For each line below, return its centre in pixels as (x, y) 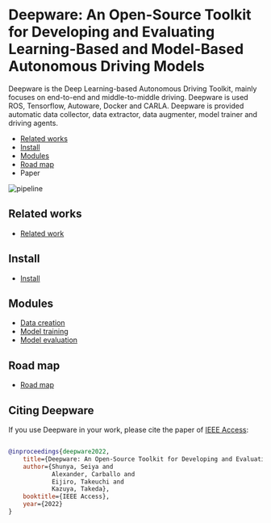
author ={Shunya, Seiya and (68, 467)
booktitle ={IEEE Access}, (67, 497)
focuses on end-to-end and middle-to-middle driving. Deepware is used (128, 97)
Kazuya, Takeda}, (81, 489)
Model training (44, 332)
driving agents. (33, 123)
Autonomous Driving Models (106, 67)
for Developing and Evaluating (112, 32)
